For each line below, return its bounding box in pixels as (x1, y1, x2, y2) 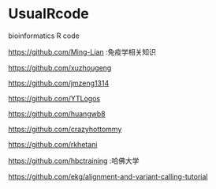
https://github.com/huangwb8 (8, 108, 106, 119)
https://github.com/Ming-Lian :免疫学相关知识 (8, 47, 156, 56)
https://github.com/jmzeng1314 (8, 78, 110, 88)
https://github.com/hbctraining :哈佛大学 (8, 156, 140, 165)
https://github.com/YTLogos (8, 93, 101, 103)
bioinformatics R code (8, 31, 80, 40)
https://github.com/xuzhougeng (8, 62, 112, 72)
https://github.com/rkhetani (8, 139, 98, 149)
